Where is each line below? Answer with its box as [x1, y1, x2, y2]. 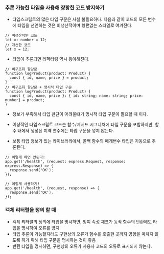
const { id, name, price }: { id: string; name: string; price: [9, 93, 143, 98]
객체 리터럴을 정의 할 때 [5, 207, 56, 213]
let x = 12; [5, 47, 29, 52]
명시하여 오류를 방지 [21, 225, 60, 231]
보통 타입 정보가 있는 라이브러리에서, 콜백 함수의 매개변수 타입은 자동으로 [12, 138, 151, 144]
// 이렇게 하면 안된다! [5, 155, 46, 160]
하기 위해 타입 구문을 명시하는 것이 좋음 [21, 237, 96, 243]
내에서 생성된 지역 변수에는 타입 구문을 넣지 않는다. [17, 128, 114, 134]
